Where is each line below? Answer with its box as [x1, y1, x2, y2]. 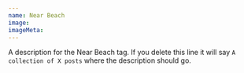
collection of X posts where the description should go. [8, 56, 191, 65]
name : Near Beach [8, 11, 65, 20]
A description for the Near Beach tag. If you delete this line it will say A [8, 48, 236, 57]
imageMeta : [8, 26, 44, 34]
